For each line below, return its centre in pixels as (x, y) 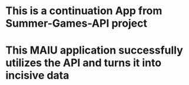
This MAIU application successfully (94, 50)
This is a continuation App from (84, 11)
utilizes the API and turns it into (84, 63)
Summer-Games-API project (77, 23)
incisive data (37, 76)
